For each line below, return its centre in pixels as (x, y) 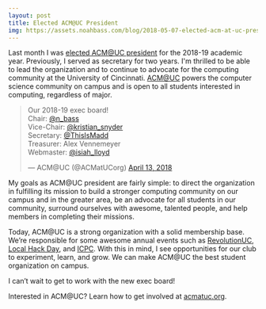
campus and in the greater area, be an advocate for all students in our (122, 200)
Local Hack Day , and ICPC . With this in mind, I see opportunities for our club (133, 249)
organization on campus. (49, 265)
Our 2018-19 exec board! (68, 110)
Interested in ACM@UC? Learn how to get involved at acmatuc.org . (118, 296)
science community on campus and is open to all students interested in (124, 86)
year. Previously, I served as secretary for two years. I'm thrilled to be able (129, 61)
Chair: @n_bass (53, 119)
